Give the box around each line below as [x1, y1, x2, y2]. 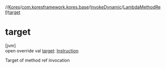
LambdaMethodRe [123, 4, 161, 10]
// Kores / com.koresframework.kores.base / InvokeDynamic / [5, 4, 124, 10]
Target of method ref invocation [5, 57, 70, 63]
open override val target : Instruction [5, 47, 79, 53]
